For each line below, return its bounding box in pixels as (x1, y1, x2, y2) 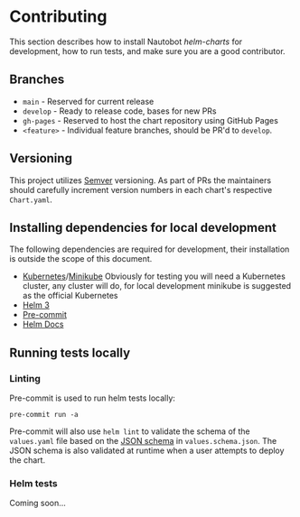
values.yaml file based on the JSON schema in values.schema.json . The (9, 436, 277, 447)
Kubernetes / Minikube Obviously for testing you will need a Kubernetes (22, 271, 286, 282)
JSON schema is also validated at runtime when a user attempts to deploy (9, 445, 285, 457)
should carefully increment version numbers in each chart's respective (9, 184, 273, 195)
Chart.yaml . (9, 194, 52, 205)
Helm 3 (22, 300, 50, 310)
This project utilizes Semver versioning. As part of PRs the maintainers (9, 174, 272, 186)
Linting (9, 372, 41, 384)
